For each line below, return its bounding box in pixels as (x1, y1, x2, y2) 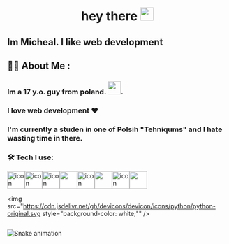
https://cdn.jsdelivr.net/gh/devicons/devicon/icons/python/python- (23, 202, 216, 210)
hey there (81, 8, 138, 24)
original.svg (7, 210, 41, 218)
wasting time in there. (7, 133, 83, 143)
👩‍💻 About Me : (7, 59, 71, 71)
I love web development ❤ (7, 106, 99, 115)
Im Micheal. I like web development (7, 36, 163, 48)
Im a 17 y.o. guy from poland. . (7, 87, 124, 96)
